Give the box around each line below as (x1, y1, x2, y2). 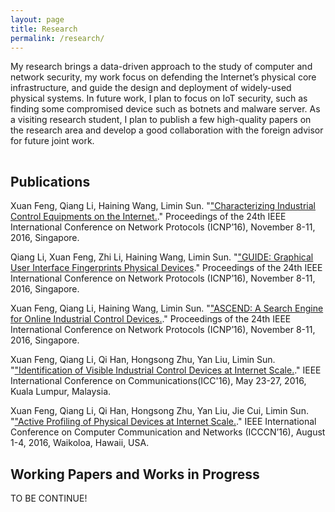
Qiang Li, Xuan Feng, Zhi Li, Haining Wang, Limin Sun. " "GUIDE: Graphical (10, 251, 314, 263)
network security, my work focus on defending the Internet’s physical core (10, 71, 317, 83)
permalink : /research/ (10, 33, 105, 43)
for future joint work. (10, 135, 95, 147)
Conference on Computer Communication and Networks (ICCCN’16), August (10, 426, 326, 438)
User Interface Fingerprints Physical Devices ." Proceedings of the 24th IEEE (10, 262, 323, 274)
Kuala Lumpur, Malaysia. (10, 386, 112, 398)
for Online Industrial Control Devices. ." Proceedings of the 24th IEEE (10, 313, 292, 325)
